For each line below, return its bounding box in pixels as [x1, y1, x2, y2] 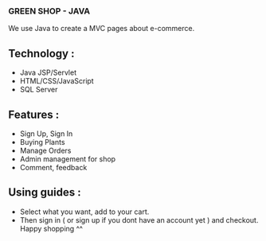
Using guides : [8, 185, 81, 200]
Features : [8, 107, 60, 121]
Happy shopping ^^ [19, 224, 84, 233]
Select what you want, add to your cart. [19, 207, 150, 216]
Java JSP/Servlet [19, 68, 77, 77]
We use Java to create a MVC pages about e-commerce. [8, 24, 195, 33]
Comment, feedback [19, 162, 88, 172]
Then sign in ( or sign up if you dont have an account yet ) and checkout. [19, 215, 259, 224]
